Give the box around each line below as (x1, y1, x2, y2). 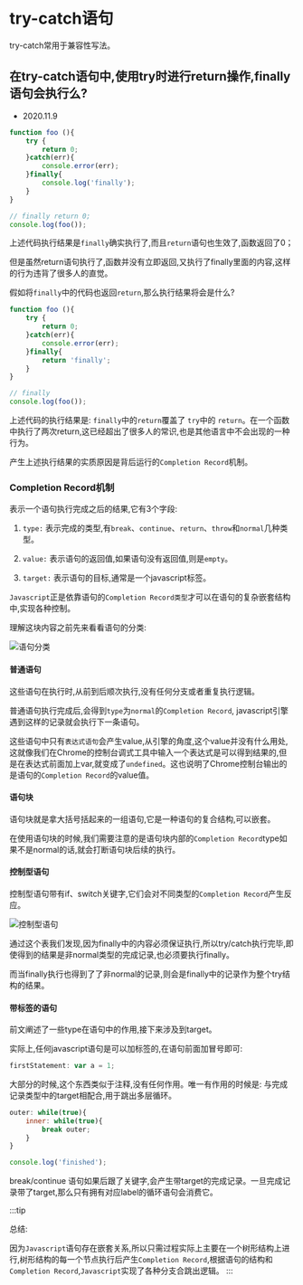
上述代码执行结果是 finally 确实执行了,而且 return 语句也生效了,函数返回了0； (9, 237, 294, 249)
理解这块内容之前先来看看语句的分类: (9, 622, 147, 633)
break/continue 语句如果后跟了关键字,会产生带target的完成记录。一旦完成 (9, 1176, 283, 1186)
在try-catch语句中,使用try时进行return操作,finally (9, 69, 291, 84)
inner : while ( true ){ (25, 1116, 103, 1126)
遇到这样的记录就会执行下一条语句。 (9, 716, 145, 727)
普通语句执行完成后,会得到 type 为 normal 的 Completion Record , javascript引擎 (9, 704, 289, 715)
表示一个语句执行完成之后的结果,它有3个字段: (9, 504, 178, 515)
